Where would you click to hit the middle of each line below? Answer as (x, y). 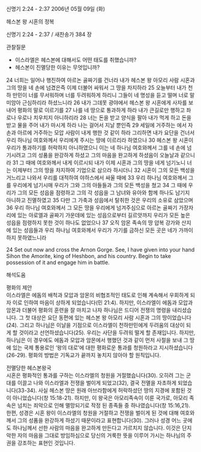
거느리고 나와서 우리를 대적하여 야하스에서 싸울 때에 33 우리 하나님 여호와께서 (97, 178)
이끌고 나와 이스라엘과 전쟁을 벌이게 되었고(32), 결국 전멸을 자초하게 (97, 383)
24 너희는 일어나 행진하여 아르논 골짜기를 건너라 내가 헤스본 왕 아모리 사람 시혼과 (100, 80)
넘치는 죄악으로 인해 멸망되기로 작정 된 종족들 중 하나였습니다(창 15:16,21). (104, 405)
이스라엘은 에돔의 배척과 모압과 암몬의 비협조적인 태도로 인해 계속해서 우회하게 (97, 295)
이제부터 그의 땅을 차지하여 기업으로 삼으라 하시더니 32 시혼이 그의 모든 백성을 (103, 170)
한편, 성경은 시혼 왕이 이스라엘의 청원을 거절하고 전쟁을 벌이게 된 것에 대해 (92, 413)
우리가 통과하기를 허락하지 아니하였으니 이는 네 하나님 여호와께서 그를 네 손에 (96, 148)
